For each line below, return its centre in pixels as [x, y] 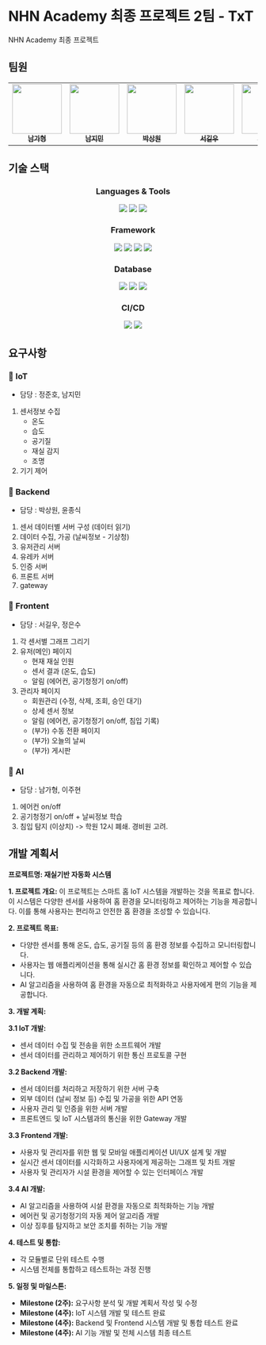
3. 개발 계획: [27, 1011]
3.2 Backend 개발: [38, 1071]
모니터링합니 [237, 944]
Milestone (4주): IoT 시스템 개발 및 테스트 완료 [93, 1312]
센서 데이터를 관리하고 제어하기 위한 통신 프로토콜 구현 [103, 1055]
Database [133, 269]
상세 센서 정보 [53, 710]
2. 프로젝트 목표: [34, 928]
